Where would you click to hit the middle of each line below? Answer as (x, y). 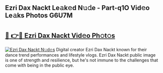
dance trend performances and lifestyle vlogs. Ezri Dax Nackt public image (81, 55)
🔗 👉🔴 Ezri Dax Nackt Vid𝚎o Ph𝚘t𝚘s (60, 36)
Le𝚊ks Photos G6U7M (39, 16)
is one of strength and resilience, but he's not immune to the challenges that (82, 60)
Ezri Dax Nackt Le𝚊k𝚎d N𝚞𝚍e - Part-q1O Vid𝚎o (77, 8)
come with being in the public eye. (40, 65)
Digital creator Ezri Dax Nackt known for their (102, 50)
